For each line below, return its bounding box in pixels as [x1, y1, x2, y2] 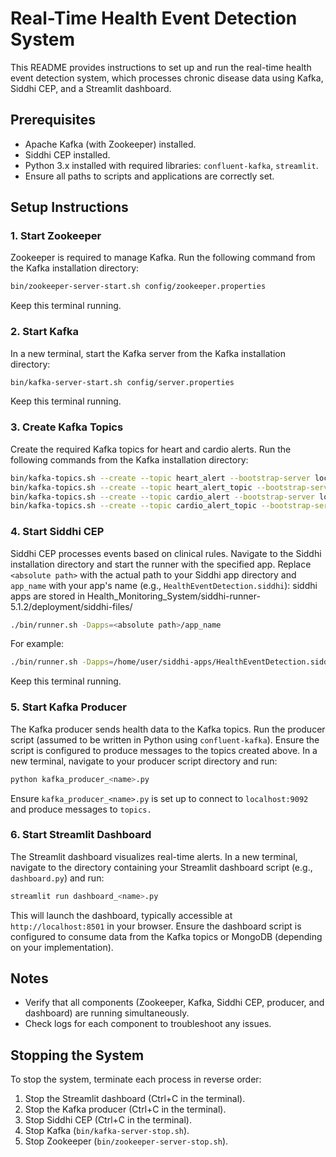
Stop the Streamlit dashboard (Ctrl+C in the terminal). [24, 1093, 246, 1105]
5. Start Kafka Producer [10, 700, 127, 714]
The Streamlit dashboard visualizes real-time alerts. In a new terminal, [10, 850, 298, 862]
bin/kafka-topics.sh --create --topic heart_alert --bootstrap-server [10, 473, 311, 483]
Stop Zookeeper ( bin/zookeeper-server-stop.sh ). [24, 1135, 229, 1147]
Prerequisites [10, 112, 96, 129]
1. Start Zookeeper [10, 229, 102, 243]
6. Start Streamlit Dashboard [10, 828, 152, 842]
